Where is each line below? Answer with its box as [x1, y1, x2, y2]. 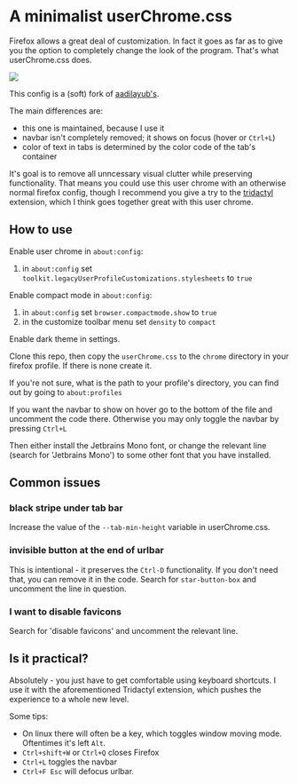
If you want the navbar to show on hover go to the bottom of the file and [9, 404, 273, 415]
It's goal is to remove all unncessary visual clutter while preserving [9, 168, 253, 178]
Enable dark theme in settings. [9, 333, 121, 344]
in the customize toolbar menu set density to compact [21, 316, 216, 327]
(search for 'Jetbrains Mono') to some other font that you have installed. [9, 449, 272, 460]
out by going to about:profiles [9, 386, 122, 397]
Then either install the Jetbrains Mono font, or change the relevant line [9, 440, 267, 450]
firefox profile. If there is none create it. [9, 360, 153, 370]
